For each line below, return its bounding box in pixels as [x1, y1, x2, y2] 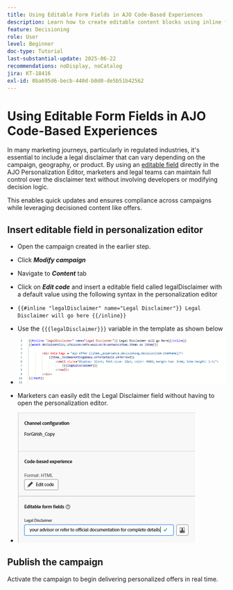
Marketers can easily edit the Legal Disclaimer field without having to [17, 391, 215, 399]
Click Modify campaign [17, 256, 87, 264]
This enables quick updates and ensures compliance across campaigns [7, 196, 212, 205]
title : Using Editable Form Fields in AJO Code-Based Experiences [7, 11, 203, 18]
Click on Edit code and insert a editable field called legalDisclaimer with [17, 282, 223, 292]
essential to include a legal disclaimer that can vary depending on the [7, 153, 206, 161]
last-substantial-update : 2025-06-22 [7, 56, 116, 63]
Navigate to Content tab [17, 269, 87, 278]
